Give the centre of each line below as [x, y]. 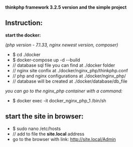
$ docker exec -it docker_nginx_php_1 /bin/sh [59, 100]
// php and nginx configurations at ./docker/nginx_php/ [69, 76]
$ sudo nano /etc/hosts [37, 128]
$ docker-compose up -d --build [46, 60]
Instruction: [24, 23]
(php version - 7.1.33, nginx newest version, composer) [62, 45]
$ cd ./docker [27, 54]
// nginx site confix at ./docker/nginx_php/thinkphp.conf [70, 70]
